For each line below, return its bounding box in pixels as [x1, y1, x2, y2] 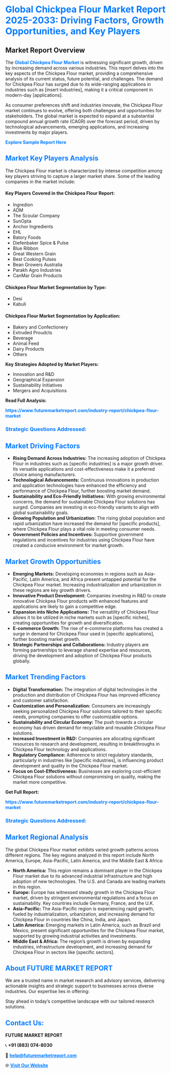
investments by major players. [5, 129, 68, 135]
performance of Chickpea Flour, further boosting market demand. [12, 488, 151, 494]
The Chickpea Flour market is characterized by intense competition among [5, 168, 162, 174]
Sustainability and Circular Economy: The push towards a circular [12, 719, 154, 725]
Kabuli [12, 301, 27, 307]
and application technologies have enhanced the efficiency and [12, 482, 146, 489]
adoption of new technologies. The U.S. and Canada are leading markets [12, 878, 166, 884]
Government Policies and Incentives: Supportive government [12, 532, 144, 538]
